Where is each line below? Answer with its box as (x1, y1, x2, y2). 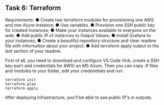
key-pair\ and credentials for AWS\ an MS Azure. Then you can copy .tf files (5, 63, 158, 68)
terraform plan (5, 82, 36, 86)
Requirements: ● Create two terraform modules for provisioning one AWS (5, 17, 154, 22)
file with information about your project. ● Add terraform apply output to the (5, 42, 159, 48)
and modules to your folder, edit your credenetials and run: (5, 68, 124, 74)
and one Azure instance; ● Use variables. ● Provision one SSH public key (5, 22, 155, 28)
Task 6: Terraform (5, 4, 61, 12)
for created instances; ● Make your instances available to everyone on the (5, 27, 156, 33)
